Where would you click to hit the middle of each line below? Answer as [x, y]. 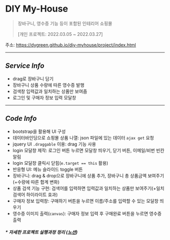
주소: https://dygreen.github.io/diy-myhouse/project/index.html [71, 45]
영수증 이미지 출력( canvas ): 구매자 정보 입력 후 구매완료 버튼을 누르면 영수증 [87, 213]
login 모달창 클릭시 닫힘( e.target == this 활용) [60, 163]
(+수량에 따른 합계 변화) [36, 182]
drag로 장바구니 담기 [33, 78]
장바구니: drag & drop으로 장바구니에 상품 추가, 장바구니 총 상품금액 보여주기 [88, 175]
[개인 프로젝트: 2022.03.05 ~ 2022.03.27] [60, 34]
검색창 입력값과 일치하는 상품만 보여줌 [50, 91]
